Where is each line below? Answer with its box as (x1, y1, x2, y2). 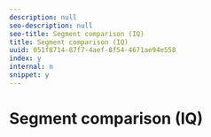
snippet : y (9, 71, 50, 80)
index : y (9, 54, 42, 63)
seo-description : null (9, 21, 93, 30)
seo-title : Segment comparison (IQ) (9, 29, 145, 38)
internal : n (9, 63, 53, 72)
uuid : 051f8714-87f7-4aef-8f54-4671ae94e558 (9, 46, 176, 55)
